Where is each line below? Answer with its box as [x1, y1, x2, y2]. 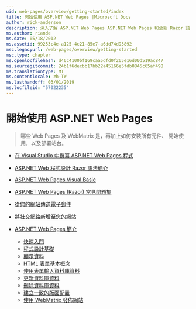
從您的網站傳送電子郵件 [14, 200, 71, 208]
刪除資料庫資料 [23, 281, 60, 289]
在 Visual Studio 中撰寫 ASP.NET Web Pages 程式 [14, 152, 133, 159]
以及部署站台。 [30, 139, 67, 146]
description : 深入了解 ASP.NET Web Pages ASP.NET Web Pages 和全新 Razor [6, 25, 184, 31]
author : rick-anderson [6, 19, 61, 25]
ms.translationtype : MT [6, 68, 64, 74]
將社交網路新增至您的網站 [14, 213, 77, 220]
